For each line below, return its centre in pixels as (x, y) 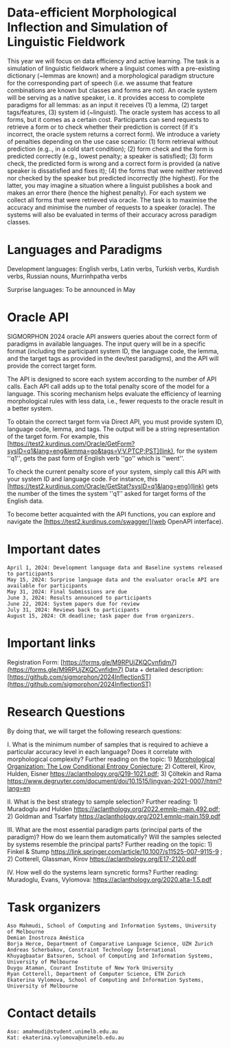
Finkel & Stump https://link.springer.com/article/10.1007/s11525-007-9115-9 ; (115, 851)
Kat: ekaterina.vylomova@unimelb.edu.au (66, 1038)
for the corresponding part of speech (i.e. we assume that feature (100, 83)
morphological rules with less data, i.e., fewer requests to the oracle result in (115, 401)
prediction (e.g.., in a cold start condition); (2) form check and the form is (111, 149)
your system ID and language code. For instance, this (82, 479)
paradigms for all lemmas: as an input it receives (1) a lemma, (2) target (107, 105)
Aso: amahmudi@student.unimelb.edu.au (62, 1031)
